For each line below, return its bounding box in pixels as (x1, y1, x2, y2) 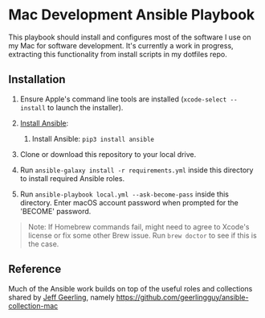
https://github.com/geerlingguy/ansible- (116, 292, 249, 302)
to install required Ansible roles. (19, 173, 125, 183)
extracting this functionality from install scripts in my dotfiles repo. (8, 49, 227, 59)
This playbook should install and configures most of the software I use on (8, 32, 251, 42)
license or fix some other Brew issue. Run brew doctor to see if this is (27, 230, 257, 240)
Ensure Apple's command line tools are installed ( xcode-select (19, 94, 227, 104)
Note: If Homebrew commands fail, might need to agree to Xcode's (27, 221, 250, 231)
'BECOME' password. (19, 206, 92, 216)
